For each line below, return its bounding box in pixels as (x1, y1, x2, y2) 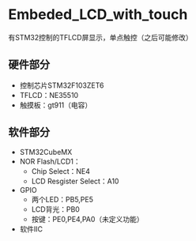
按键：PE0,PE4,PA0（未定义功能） (31, 214, 144, 224)
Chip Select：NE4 (31, 166, 91, 175)
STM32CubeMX (19, 147, 73, 156)
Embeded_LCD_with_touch (8, 6, 188, 24)
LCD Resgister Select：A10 (31, 176, 119, 186)
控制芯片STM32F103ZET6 (19, 81, 104, 90)
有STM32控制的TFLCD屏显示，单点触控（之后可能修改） (8, 32, 193, 42)
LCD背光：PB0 (31, 204, 81, 214)
